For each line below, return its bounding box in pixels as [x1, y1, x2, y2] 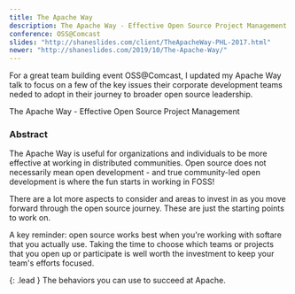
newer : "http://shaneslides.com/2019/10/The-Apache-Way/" [9, 46, 228, 55]
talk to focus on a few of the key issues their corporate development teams [9, 80, 283, 90]
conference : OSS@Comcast [9, 29, 101, 38]
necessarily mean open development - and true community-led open [9, 167, 261, 178]
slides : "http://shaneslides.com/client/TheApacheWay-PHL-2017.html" [9, 37, 272, 47]
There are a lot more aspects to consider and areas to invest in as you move [9, 194, 286, 205]
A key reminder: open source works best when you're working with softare [9, 229, 282, 240]
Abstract [9, 128, 49, 141]
